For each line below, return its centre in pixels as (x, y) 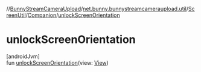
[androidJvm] (23, 56)
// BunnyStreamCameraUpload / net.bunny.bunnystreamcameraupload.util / (97, 9)
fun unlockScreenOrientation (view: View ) (57, 62)
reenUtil (16, 15)
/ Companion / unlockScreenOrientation (73, 15)
